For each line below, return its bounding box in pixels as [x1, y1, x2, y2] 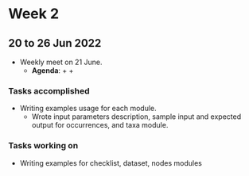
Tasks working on [8, 140, 79, 151]
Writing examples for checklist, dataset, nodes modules [19, 158, 203, 167]
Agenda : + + [31, 66, 74, 75]
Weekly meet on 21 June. [19, 57, 103, 67]
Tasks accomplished [8, 85, 90, 96]
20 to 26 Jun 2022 [8, 36, 102, 50]
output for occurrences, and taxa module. [31, 121, 169, 130]
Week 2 [8, 5, 60, 23]
